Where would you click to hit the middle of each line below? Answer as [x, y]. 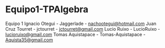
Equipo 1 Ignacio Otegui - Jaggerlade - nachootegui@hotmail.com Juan [81, 23]
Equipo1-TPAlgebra [47, 9]
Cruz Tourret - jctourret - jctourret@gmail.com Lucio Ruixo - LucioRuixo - [83, 29]
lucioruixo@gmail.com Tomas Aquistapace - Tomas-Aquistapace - [76, 34]
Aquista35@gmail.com [29, 40]
